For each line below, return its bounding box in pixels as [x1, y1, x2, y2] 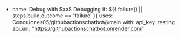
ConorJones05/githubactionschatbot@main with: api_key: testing [12, 19, 176, 25]
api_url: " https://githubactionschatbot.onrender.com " [12, 25, 144, 32]
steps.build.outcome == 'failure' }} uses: [12, 12, 113, 19]
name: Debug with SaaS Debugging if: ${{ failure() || [12, 6, 143, 13]
